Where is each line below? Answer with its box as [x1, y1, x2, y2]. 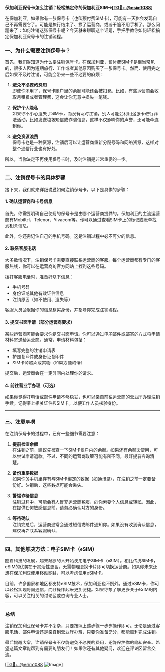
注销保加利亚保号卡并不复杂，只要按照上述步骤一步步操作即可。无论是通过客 [5, 623, 160, 629]
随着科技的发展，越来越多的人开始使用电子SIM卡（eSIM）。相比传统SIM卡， [5, 558, 158, 563]
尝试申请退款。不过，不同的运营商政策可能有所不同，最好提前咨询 [16, 453, 150, 459]
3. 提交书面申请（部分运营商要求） [5, 319, 75, 325]
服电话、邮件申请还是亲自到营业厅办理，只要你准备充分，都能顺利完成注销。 [5, 629, 160, 635]
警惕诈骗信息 [12, 492, 38, 498]
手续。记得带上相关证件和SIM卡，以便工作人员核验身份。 [5, 400, 121, 406]
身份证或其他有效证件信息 [12, 290, 64, 296]
